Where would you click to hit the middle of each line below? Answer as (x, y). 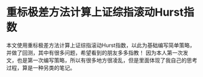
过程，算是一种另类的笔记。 (41, 67)
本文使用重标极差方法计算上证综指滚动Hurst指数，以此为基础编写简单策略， (101, 45)
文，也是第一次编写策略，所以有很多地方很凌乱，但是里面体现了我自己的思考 (102, 60)
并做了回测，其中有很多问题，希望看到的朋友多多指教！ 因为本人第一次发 (97, 52)
